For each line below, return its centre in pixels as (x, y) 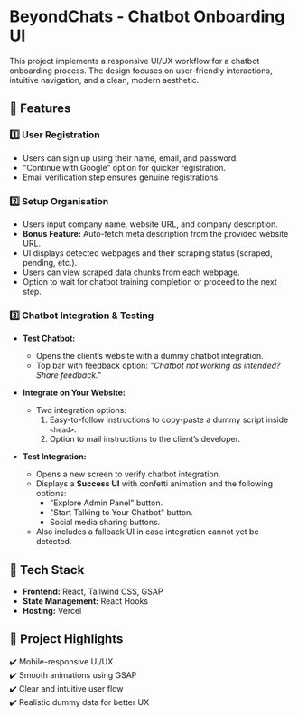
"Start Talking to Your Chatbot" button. (121, 513)
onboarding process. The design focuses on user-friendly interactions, (141, 71)
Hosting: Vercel (52, 611)
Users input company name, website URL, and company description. (150, 224)
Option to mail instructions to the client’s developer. (145, 439)
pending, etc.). (50, 262)
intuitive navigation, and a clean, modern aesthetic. (104, 80)
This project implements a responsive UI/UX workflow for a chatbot (135, 61)
